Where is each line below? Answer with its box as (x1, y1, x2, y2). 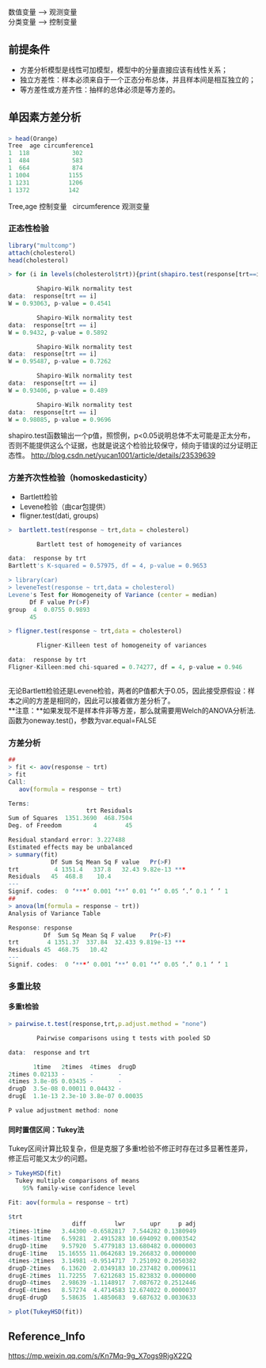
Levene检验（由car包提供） (19, 502, 111, 511)
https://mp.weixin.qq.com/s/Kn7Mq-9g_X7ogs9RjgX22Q (8, 1351, 192, 1360)
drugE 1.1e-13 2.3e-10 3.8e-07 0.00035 (8, 1092, 144, 1100)
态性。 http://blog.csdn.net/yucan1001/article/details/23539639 (8, 450, 216, 460)
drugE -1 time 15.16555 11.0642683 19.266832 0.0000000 (8, 1249, 196, 1257)
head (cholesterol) (8, 256, 69, 264)
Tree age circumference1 (8, 142, 93, 150)
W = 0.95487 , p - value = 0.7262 (8, 358, 112, 366)
